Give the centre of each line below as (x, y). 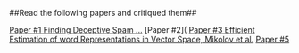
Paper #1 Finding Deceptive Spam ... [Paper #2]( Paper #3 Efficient (133, 30)
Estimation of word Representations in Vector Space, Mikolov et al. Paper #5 (149, 39)
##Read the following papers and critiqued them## (103, 13)
